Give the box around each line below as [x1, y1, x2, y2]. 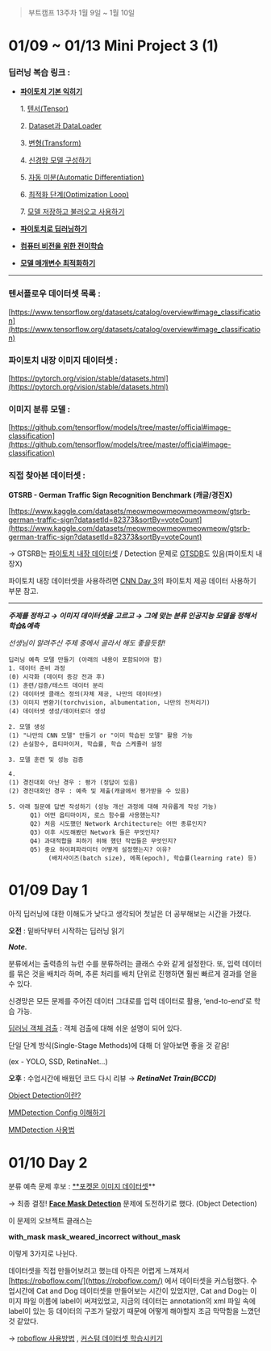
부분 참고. [8, 586, 39, 596]
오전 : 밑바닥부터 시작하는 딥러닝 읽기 [8, 925, 125, 936]
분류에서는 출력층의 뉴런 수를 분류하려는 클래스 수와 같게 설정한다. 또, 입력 [8, 958, 240, 968]
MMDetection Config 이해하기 [8, 1107, 106, 1117]
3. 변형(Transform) [19, 138, 82, 148]
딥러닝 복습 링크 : [8, 67, 71, 78]
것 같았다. [8, 1316, 39, 1326]
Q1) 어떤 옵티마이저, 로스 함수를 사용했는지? [29, 811, 161, 819]
